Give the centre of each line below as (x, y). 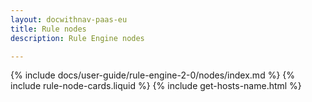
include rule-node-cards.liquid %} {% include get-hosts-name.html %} (156, 86)
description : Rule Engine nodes (77, 38)
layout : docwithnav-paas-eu (69, 19)
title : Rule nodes (48, 29)
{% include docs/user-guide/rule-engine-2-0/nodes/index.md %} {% (153, 75)
